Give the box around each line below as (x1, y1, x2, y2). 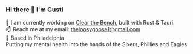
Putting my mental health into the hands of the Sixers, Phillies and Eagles (5, 41, 188, 48)
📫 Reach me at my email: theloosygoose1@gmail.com (5, 26, 140, 33)
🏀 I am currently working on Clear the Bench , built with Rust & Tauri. (5, 19, 175, 26)
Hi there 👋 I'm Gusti (5, 5, 64, 14)
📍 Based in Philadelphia (5, 34, 64, 41)
